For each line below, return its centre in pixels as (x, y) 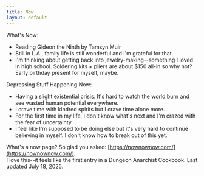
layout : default (27, 18)
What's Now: (22, 35)
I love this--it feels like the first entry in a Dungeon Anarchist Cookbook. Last (102, 160)
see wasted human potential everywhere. (67, 103)
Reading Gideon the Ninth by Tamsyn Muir (68, 47)
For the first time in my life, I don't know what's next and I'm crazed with (105, 116)
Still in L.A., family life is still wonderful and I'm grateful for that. (94, 53)
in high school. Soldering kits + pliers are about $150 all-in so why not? (104, 66)
